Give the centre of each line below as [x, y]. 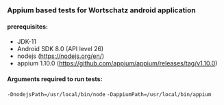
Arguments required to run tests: [55, 79]
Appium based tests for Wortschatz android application [102, 10]
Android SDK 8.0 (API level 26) [60, 49]
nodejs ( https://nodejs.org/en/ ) [61, 56]
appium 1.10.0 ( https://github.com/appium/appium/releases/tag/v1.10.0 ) [117, 63]
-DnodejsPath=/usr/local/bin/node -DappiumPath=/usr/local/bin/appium [109, 95]
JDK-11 [26, 42]
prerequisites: [28, 27]
